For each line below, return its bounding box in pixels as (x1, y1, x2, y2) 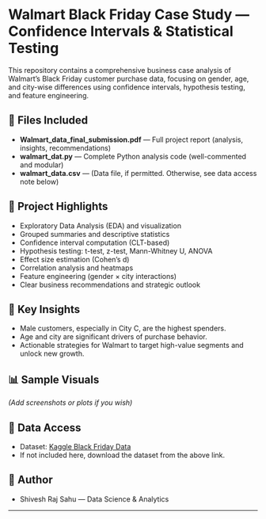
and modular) (19, 160, 64, 170)
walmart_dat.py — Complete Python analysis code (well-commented (19, 151, 247, 161)
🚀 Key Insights (8, 303, 81, 316)
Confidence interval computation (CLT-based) (19, 238, 170, 247)
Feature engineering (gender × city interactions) (19, 271, 177, 280)
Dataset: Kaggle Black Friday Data (19, 442, 131, 451)
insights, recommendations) (19, 143, 112, 152)
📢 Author (8, 473, 53, 487)
